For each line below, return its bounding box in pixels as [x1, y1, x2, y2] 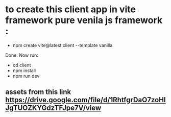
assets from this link [5, 88, 71, 97]
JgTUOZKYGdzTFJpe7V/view [5, 104, 102, 112]
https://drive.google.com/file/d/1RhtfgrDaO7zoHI [5, 96, 166, 104]
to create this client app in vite [5, 4, 136, 15]
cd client [12, 62, 32, 68]
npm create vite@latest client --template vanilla [12, 42, 113, 48]
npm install [12, 67, 36, 74]
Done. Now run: [5, 52, 38, 58]
